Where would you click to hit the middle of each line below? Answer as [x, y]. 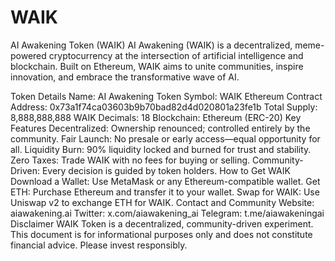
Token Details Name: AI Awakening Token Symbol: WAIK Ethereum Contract [166, 96]
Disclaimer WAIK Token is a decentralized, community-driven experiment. [162, 223]
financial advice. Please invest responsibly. [99, 245]
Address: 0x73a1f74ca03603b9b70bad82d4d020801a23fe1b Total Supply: [164, 107]
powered [28, 55]
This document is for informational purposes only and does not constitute [161, 234]
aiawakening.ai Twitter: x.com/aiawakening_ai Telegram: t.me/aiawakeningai [167, 213]
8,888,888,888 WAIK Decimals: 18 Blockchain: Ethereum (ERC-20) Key [156, 117]
